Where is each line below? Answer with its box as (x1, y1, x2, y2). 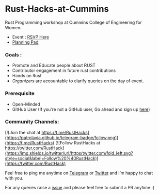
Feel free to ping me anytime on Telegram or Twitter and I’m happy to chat (5, 170, 153, 176)
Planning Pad (12, 39, 39, 45)
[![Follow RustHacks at (55, 140, 100, 145)
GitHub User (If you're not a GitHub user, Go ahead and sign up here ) (12, 106, 150, 112)
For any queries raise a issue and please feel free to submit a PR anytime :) (5, 184, 155, 190)
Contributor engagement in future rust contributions (12, 68, 116, 73)
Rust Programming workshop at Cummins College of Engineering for (5, 19, 142, 25)
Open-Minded (12, 101, 40, 107)
